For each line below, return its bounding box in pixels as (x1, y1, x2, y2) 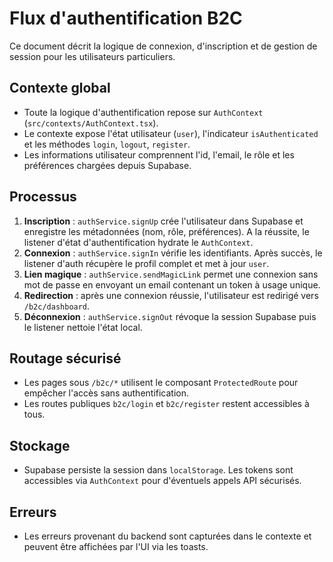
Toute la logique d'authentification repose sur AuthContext (23, 106, 264, 118)
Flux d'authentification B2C (9, 7, 243, 30)
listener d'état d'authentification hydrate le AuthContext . (23, 236, 254, 248)
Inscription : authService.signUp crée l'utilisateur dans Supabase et (23, 215, 304, 227)
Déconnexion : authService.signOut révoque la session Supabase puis (23, 310, 317, 322)
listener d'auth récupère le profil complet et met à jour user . (23, 257, 270, 269)
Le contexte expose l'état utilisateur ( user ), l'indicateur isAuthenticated (23, 127, 319, 139)
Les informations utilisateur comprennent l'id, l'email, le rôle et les (23, 148, 295, 161)
